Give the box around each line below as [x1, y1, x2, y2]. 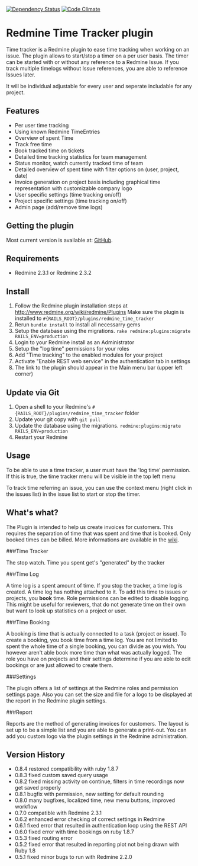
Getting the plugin [6, 221, 74, 231]
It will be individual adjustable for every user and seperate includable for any [6, 82, 192, 89]
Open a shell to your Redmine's [14, 403, 92, 410]
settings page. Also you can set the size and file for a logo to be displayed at [6, 691, 192, 698]
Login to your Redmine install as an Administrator [14, 339, 135, 346]
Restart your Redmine [14, 434, 68, 441]
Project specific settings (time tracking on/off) [14, 197, 127, 204]
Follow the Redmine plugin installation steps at [14, 302, 128, 309]
